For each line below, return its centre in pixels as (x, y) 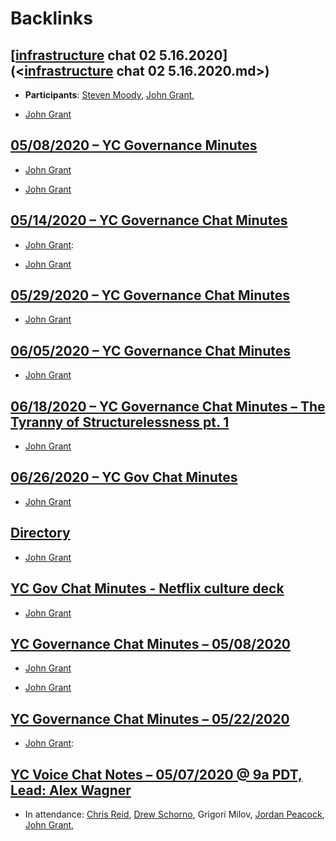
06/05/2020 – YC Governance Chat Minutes (150, 350)
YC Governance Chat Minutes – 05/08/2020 (151, 643)
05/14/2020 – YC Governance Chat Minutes (149, 220)
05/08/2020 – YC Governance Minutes (134, 145)
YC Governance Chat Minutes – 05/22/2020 (150, 718)
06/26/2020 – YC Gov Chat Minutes (124, 477)
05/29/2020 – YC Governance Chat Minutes (150, 295)
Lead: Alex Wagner (71, 790)
